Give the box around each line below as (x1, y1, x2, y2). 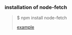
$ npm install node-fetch (16, 15, 67, 21)
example (16, 24, 35, 30)
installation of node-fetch (4, 4, 68, 11)
